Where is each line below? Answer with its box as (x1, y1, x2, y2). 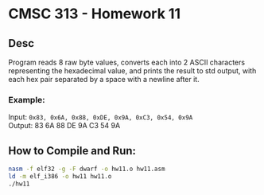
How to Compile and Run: (8, 144, 137, 158)
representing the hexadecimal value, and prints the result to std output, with (8, 66, 257, 76)
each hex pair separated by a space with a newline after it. (8, 75, 200, 84)
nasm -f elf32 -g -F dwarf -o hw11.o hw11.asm (8, 165, 165, 174)
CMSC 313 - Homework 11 (8, 5, 181, 23)
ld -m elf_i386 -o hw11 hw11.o (8, 172, 112, 180)
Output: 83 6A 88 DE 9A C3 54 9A (8, 121, 121, 131)
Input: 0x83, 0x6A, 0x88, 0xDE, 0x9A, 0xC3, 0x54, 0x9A (8, 112, 193, 122)
